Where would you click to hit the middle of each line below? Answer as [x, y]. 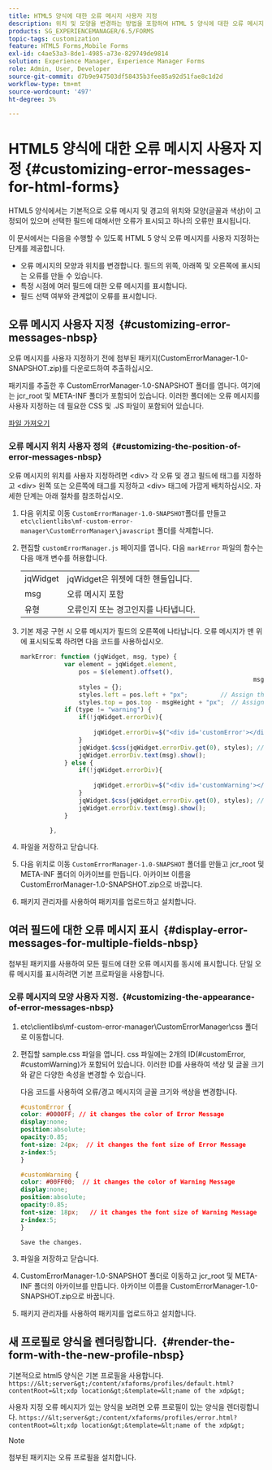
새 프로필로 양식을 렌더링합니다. [83, 1342]
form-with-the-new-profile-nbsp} [97, 1355]
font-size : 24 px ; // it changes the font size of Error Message [133, 1145]
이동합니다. [47, 1036]
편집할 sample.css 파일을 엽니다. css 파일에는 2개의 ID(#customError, [133, 1053]
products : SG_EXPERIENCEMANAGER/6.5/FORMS [81, 31]
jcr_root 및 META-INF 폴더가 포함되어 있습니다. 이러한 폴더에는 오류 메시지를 [138, 396]
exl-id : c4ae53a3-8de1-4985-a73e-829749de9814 [89, 54]
